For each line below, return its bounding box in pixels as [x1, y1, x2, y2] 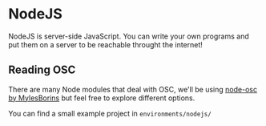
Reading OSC [8, 63, 76, 77]
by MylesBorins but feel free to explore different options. [8, 93, 195, 103]
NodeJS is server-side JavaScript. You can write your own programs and [8, 31, 250, 41]
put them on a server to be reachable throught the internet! [8, 39, 203, 49]
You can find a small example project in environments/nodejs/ [8, 108, 212, 118]
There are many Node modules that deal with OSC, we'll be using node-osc [8, 84, 258, 94]
